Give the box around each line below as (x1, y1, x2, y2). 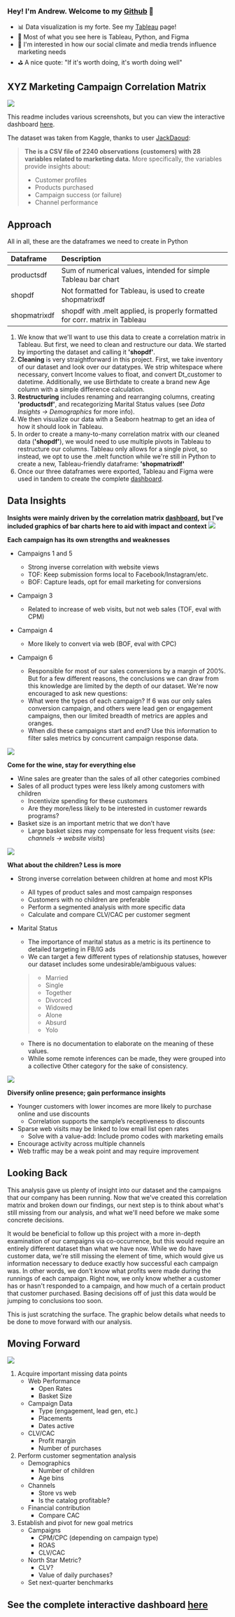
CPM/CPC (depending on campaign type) (38, 1533, 159, 1542)
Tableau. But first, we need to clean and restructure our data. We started (17, 340, 227, 348)
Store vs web (38, 1489, 77, 1498)
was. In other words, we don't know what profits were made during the (7, 1267, 211, 1275)
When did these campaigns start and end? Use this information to (27, 726, 218, 734)
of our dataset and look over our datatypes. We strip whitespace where (17, 362, 223, 371)
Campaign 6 (17, 653, 53, 661)
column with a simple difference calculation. (17, 385, 145, 393)
